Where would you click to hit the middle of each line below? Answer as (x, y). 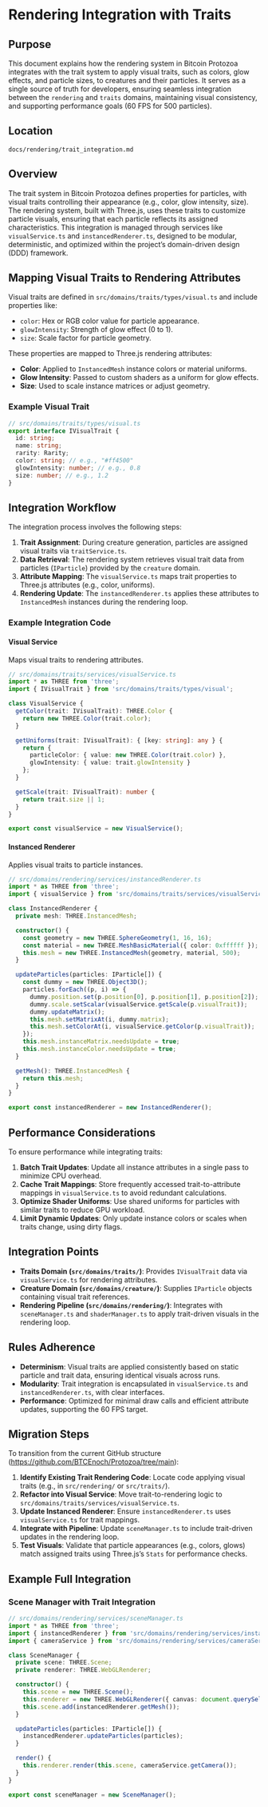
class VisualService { (46, 704)
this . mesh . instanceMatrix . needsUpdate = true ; (101, 1041)
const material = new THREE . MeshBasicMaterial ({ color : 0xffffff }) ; (141, 945)
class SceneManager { (44, 1655)
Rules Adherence (52, 1347)
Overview (33, 174)
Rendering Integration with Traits (120, 15)
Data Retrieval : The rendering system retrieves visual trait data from (132, 560)
